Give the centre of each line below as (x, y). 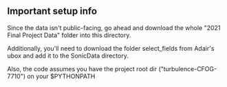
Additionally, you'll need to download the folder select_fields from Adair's (111, 48)
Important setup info (52, 11)
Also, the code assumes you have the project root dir (82, 69)
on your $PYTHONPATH (61, 76)
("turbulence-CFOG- (187, 69)
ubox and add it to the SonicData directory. (68, 55)
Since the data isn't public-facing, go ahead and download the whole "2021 (114, 27)
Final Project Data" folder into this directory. (69, 35)
